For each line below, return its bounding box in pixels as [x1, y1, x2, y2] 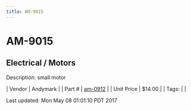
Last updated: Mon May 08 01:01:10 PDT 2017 [6, 96, 117, 104]
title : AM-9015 [6, 8, 44, 15]
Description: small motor [6, 74, 66, 81]
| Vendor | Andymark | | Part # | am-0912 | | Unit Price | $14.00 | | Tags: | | [6, 85, 187, 92]
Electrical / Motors [6, 58, 76, 68]
